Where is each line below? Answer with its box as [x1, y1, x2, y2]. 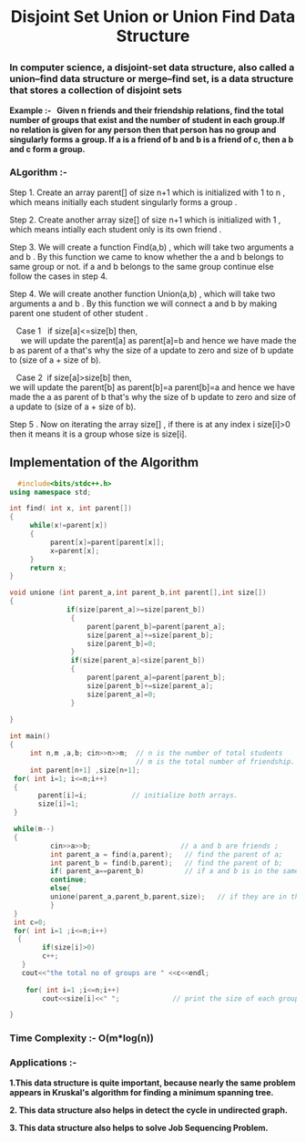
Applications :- [9, 1056, 77, 1069]
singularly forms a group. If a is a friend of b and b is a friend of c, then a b [9, 134, 294, 145]
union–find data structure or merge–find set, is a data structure [9, 73, 294, 86]
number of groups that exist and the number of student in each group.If [9, 114, 285, 125]
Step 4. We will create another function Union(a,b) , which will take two [9, 288, 276, 299]
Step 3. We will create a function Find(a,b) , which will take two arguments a [9, 242, 294, 252]
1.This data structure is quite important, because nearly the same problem [9, 1077, 296, 1088]
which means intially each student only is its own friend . [9, 223, 222, 234]
